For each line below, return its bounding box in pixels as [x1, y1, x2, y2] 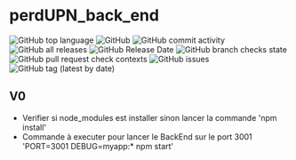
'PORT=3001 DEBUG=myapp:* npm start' [21, 140, 174, 151]
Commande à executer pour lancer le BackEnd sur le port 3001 [21, 131, 253, 142]
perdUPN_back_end [9, 5, 160, 26]
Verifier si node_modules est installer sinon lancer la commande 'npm [21, 112, 277, 123]
